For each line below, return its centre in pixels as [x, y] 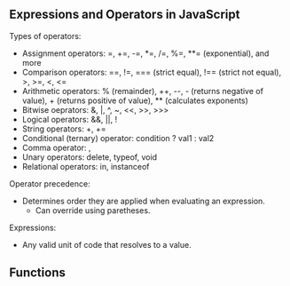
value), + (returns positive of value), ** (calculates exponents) [135, 100]
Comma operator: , [56, 147]
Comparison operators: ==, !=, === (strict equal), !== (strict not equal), [152, 72]
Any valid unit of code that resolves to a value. [107, 244]
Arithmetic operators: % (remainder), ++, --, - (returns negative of [143, 91]
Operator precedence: [50, 183]
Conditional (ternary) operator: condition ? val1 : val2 [118, 138]
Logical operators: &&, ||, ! [70, 119]
